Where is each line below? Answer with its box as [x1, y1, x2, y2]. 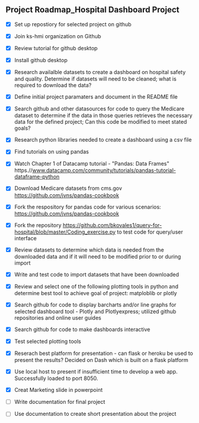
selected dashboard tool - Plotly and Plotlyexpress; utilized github [14, 308, 177, 315]
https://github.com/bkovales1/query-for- [63, 221, 162, 229]
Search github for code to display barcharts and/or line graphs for [14, 301, 177, 308]
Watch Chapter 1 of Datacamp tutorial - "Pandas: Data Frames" [14, 160, 170, 167]
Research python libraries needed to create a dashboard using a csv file [14, 136, 192, 143]
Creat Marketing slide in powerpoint [14, 387, 103, 394]
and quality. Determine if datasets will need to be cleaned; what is [14, 75, 177, 82]
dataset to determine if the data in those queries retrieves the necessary [14, 112, 192, 119]
